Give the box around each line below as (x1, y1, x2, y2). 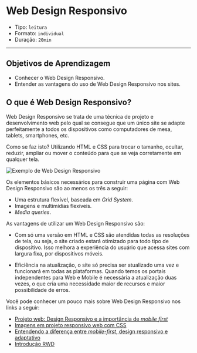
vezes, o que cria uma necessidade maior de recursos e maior (14, 280, 165, 287)
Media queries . (14, 209, 52, 216)
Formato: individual (14, 29, 64, 36)
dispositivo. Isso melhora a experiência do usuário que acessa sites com (14, 244, 190, 251)
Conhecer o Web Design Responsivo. (14, 74, 105, 81)
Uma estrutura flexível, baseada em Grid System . (14, 196, 134, 203)
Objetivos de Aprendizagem (6, 59, 111, 69)
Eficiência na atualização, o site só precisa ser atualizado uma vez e (14, 261, 179, 268)
